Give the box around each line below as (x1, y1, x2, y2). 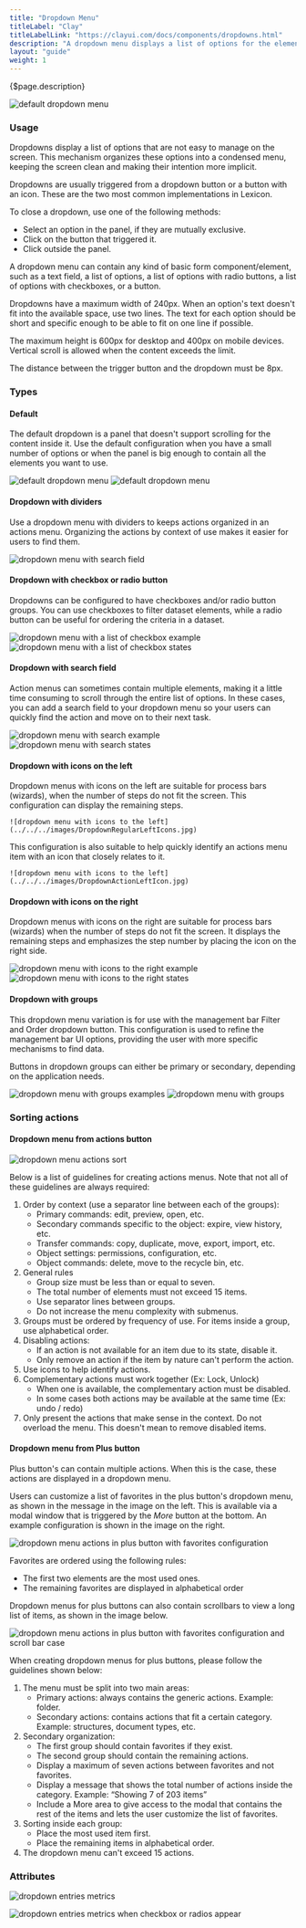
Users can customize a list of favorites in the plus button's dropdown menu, (9, 1490, 294, 1502)
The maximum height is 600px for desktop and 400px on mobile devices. (9, 335, 285, 347)
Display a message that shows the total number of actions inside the (36, 1779, 293, 1790)
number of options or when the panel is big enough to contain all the (9, 448, 267, 459)
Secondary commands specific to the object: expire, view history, (36, 1218, 282, 1229)
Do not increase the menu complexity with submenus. (36, 1305, 239, 1316)
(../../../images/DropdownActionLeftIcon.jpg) (9, 877, 189, 886)
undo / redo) (36, 1402, 84, 1413)
